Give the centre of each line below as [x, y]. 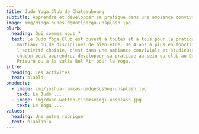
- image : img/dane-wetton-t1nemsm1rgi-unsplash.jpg [77, 100]
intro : [14, 67]
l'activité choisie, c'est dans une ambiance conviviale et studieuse [106, 50]
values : [16, 111]
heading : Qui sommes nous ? [46, 34]
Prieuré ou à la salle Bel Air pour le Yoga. [74, 61]
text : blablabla [31, 122]
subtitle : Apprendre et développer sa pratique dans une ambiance [90, 17]
